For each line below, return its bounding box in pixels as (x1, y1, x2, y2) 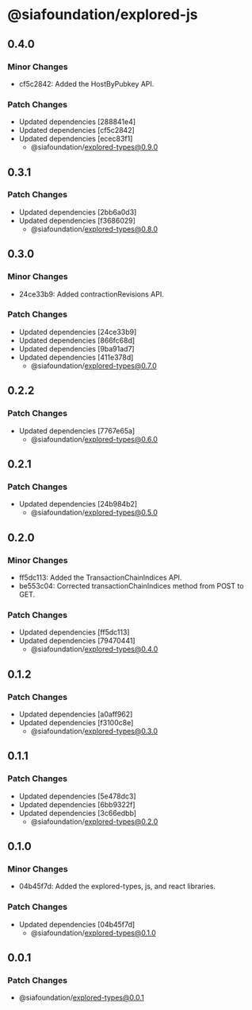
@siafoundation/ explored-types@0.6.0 (30, 434, 158, 444)
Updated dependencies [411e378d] (18, 352, 134, 362)
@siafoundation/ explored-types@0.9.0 (30, 142, 158, 152)
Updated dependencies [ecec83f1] (18, 134, 133, 144)
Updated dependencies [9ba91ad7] (18, 344, 136, 353)
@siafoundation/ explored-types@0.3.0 (30, 726, 158, 736)
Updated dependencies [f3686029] (18, 216, 136, 225)
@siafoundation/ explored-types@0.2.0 (30, 817, 158, 826)
